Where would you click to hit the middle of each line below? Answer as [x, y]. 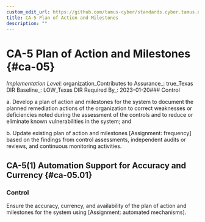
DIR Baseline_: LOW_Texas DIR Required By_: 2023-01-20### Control [93, 90]
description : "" [27, 23]
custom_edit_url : [28, 12]
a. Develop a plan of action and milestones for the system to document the [100, 102]
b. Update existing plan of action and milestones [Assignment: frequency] [99, 133]
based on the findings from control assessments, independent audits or [96, 140]
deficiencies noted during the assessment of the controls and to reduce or [100, 115]
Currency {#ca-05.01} [49, 175]
